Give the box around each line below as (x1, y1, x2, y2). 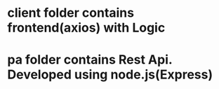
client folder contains (7, 5, 135, 21)
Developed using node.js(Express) (7, 67, 213, 83)
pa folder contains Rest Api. (7, 52, 173, 68)
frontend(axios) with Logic (7, 20, 166, 36)
